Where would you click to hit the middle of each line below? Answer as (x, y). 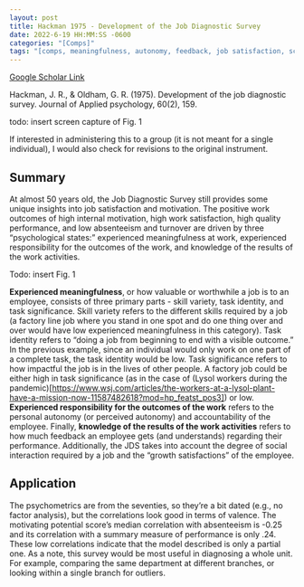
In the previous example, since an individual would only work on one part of (150, 349)
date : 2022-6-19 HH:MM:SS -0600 (70, 34)
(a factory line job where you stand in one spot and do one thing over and (146, 320)
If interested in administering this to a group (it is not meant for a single (142, 139)
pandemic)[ (31, 388)
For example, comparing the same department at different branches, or (142, 563)
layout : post (34, 18)
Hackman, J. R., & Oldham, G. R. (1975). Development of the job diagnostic (148, 95)
